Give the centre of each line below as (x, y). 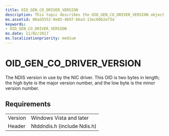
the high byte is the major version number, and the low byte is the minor (80, 83)
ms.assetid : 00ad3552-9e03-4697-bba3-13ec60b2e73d (60, 19)
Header (17, 126)
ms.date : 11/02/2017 (27, 33)
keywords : (16, 24)
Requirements (28, 104)
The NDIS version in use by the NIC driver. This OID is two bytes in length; (82, 77)
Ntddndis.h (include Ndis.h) (64, 126)
